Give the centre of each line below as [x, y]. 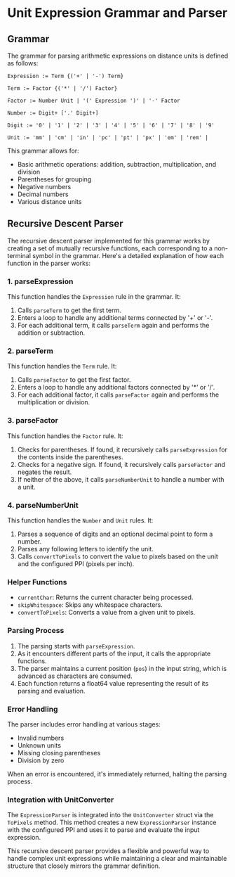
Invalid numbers [41, 738]
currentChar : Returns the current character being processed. [105, 597]
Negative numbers [44, 187]
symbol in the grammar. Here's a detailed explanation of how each [128, 255]
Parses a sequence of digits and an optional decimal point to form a [115, 534]
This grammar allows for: [43, 151]
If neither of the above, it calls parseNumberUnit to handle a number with [121, 479]
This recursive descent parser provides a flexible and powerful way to [108, 851]
